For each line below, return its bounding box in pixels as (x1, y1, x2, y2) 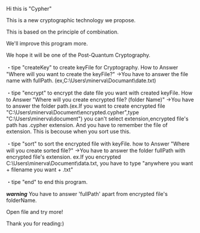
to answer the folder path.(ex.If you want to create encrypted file (6, 102, 165, 110)
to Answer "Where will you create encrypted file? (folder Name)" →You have (6, 96, 194, 103)
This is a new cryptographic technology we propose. (6, 17, 136, 23)
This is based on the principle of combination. (6, 28, 119, 35)
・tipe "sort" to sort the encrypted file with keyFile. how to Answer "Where (6, 140, 190, 147)
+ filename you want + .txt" (6, 166, 73, 173)
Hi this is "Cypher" (6, 5, 52, 12)
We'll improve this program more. (6, 40, 88, 47)
